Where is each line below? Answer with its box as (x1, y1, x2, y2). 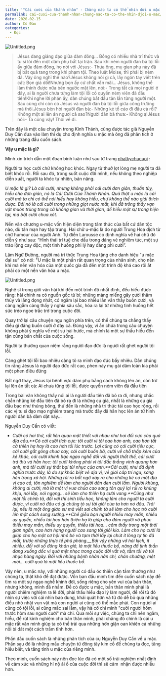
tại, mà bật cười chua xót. (5, 212, 58, 218)
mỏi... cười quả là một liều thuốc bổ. (12, 559, 85, 564)
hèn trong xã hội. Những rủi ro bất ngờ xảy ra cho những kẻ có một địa (12, 475, 157, 480)
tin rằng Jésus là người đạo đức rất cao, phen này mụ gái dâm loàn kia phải (5, 363, 158, 368)
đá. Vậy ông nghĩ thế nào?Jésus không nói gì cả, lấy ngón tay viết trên (17, 75, 161, 80)
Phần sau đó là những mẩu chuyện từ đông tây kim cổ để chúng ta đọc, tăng (5, 641, 161, 647)
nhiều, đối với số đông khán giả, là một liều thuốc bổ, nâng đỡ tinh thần (12, 543, 158, 549)
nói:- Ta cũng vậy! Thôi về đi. (17, 117, 77, 122)
